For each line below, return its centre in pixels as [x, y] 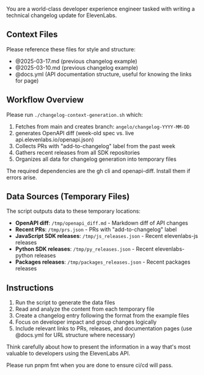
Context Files [32, 35]
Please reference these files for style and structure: [71, 49]
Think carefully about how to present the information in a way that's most [98, 347]
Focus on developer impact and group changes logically [86, 322]
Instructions [30, 288]
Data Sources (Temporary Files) [68, 197]
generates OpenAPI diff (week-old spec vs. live [75, 133]
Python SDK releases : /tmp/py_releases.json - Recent [84, 249]
